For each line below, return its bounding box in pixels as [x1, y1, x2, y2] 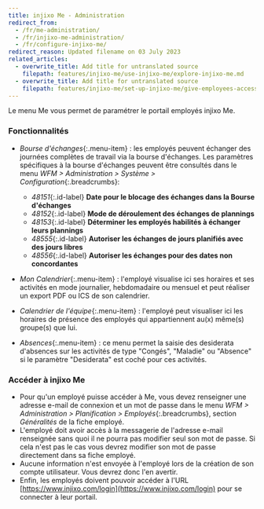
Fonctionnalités [8, 126, 69, 137]
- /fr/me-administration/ [15, 26, 101, 34]
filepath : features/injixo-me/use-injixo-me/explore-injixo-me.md [22, 70, 244, 78]
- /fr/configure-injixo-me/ [15, 41, 108, 49]
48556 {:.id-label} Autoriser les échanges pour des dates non [31, 251, 233, 260]
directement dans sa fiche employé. [19, 450, 136, 460]
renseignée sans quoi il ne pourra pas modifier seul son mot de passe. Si [19, 434, 255, 443]
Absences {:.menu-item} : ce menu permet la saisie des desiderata [19, 338, 234, 347]
